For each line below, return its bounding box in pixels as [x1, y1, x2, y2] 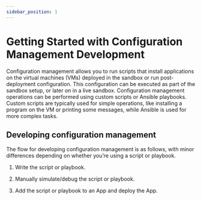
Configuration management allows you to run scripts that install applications [6, 67, 194, 75]
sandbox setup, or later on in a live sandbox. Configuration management [6, 87, 185, 94]
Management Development [6, 48, 145, 61]
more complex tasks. [6, 112, 58, 119]
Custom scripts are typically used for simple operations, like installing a [6, 99, 182, 107]
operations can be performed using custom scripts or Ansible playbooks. [6, 93, 187, 100]
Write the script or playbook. [14, 164, 86, 171]
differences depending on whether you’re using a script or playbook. [6, 152, 176, 160]
